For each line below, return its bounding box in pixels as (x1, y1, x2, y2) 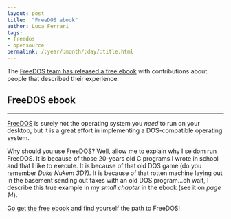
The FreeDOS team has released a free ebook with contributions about (7, 67, 208, 76)
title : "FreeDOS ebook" (7, 16, 78, 23)
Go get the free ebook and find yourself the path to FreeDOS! (7, 204, 181, 212)
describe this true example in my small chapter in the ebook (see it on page (7, 183, 221, 192)
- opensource (7, 42, 45, 49)
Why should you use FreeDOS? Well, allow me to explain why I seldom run (7, 147, 217, 155)
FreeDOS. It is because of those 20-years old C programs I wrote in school (7, 154, 219, 162)
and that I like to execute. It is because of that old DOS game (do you (7, 161, 202, 170)
